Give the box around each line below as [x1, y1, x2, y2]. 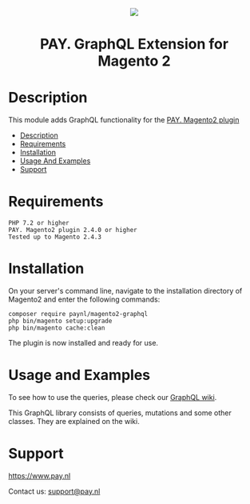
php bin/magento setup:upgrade [8, 317, 113, 325]
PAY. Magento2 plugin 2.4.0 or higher [8, 226, 137, 234]
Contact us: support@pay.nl [8, 486, 101, 496]
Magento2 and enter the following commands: [8, 294, 161, 304]
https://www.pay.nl [8, 470, 71, 480]
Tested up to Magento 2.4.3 [8, 233, 102, 242]
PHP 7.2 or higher [8, 219, 69, 227]
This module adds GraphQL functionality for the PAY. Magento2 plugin [8, 115, 240, 125]
